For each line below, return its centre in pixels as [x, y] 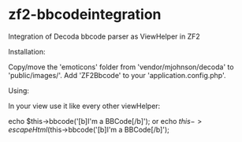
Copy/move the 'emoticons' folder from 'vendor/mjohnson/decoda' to [121, 67]
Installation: [27, 51]
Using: [19, 90]
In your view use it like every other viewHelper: [84, 106]
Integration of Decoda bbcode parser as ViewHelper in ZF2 [104, 36]
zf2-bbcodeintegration [85, 15]
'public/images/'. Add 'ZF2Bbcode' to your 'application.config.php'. [117, 75]
